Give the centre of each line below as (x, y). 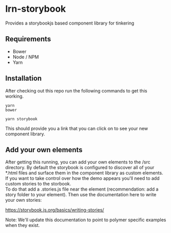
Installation (23, 78)
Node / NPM (26, 57)
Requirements (28, 39)
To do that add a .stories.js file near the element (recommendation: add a (82, 189)
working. (15, 96)
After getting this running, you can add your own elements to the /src (78, 162)
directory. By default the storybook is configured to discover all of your (80, 168)
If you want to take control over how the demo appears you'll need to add (82, 178)
